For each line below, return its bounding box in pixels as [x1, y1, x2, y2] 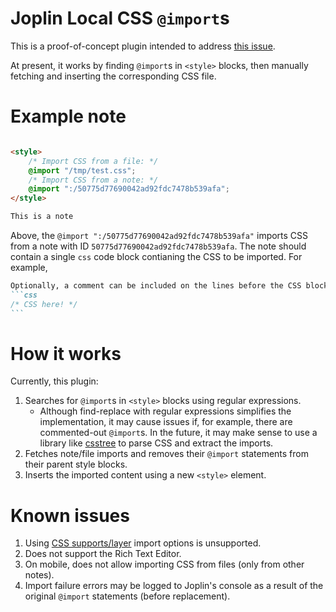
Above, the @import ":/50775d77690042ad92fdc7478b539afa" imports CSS [10, 230, 309, 241]
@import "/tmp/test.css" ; [28, 165, 137, 176]
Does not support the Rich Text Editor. [24, 548, 182, 560]
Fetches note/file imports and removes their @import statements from [24, 448, 309, 460]
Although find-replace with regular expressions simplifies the [39, 405, 292, 417]
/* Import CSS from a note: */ [28, 175, 159, 185]
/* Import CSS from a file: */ [28, 156, 159, 166]
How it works [10, 342, 122, 365]
